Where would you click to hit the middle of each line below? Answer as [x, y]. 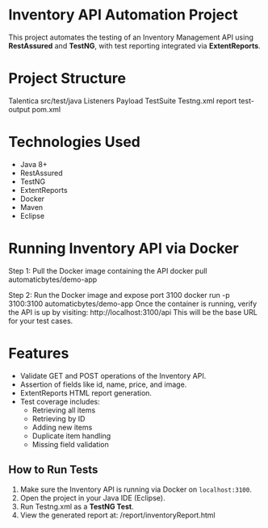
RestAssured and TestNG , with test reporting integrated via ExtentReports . [134, 45]
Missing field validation [70, 444]
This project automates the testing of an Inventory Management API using [131, 37]
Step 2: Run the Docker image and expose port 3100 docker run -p [119, 295]
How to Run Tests [53, 470]
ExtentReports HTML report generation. [86, 392]
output [19, 109]
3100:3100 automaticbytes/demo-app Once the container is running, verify [133, 304]
